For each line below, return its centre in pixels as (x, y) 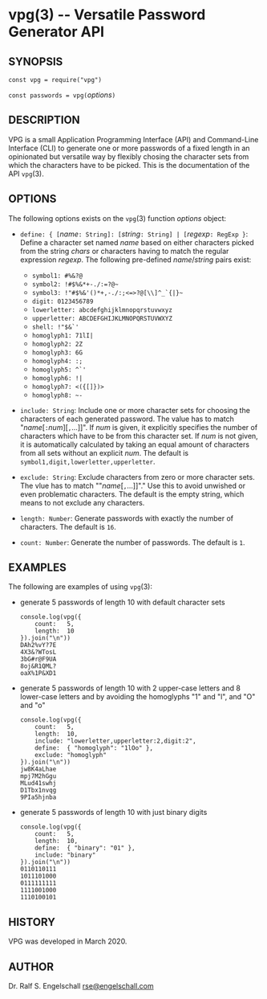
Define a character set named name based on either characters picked (137, 242)
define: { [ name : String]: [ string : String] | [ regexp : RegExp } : (134, 234)
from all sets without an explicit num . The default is (104, 452)
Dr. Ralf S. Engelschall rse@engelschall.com (81, 986)
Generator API (57, 32)
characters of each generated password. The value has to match (127, 419)
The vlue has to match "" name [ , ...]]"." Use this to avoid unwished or (133, 485)
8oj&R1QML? (38, 666)
